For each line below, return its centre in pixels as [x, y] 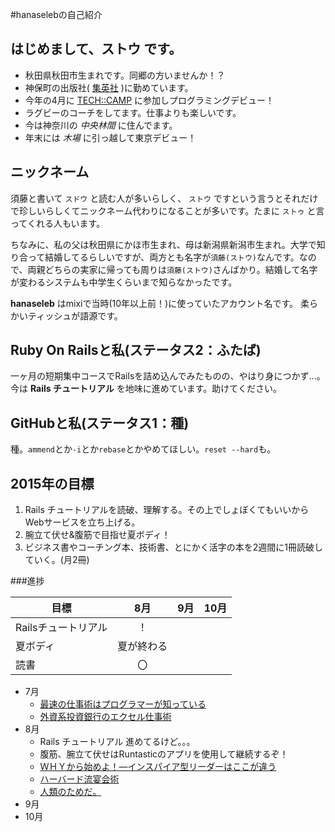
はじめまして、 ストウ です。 [96, 49]
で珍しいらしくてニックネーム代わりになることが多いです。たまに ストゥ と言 [167, 210]
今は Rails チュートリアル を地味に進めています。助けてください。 [146, 389]
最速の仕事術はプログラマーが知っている [123, 704]
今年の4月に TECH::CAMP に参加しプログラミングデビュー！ [149, 100]
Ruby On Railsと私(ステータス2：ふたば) [136, 350]
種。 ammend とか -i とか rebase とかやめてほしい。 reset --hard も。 [143, 449]
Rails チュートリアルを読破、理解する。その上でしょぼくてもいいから [167, 510]
